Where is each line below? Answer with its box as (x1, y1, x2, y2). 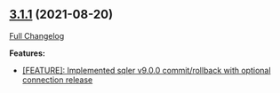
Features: (9, 48, 46, 58)
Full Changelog (9, 30, 65, 41)
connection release (21, 74, 93, 85)
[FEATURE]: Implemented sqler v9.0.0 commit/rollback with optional (21, 65, 271, 75)
